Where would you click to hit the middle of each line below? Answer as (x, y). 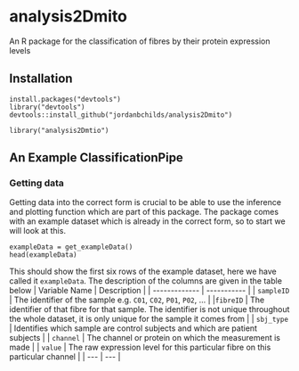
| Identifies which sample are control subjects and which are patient (133, 328)
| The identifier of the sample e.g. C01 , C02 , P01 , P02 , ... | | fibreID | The (137, 300)
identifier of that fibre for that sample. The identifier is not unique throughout (149, 309)
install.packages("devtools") (65, 99)
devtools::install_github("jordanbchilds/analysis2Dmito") (121, 115)
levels (20, 50)
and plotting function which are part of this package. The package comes (144, 212)
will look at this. (38, 231)
